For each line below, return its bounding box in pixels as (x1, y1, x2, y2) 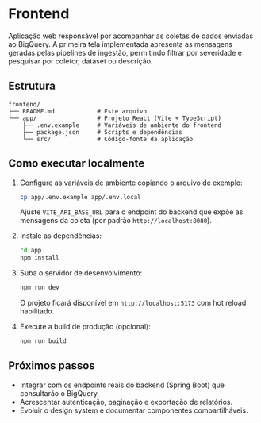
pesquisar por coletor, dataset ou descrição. (8, 56, 153, 66)
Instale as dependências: (19, 231, 102, 240)
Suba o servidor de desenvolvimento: (19, 268, 143, 278)
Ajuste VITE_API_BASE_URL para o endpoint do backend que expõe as (19, 207, 244, 217)
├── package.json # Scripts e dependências (22, 128, 182, 136)
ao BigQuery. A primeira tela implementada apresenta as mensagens (8, 39, 232, 48)
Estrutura (8, 79, 56, 93)
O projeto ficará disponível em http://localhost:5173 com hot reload (19, 298, 247, 308)
